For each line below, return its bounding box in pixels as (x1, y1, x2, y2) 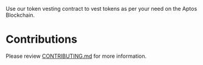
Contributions (5, 32, 77, 46)
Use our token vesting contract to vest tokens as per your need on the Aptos (5, 5, 198, 12)
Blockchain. (5, 11, 35, 19)
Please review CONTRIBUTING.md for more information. (5, 52, 147, 60)
